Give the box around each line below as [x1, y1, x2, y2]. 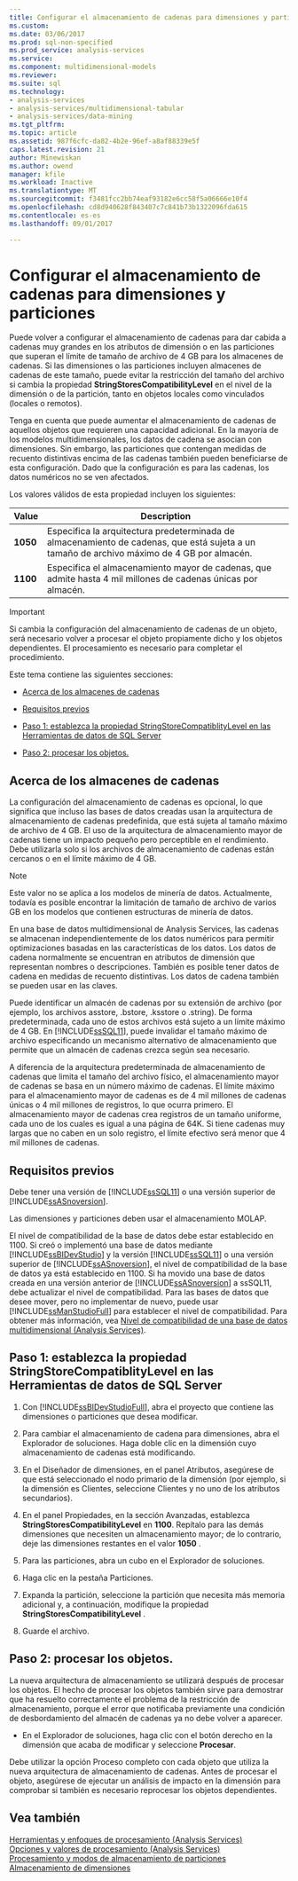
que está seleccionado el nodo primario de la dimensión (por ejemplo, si [21, 1474, 286, 1484]
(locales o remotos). [9, 398, 82, 409]
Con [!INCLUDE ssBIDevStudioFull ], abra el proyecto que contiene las [21, 1401, 274, 1412]
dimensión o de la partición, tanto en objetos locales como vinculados [9, 389, 264, 399]
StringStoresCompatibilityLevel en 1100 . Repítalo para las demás [21, 1519, 264, 1530]
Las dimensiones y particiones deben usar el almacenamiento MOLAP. [9, 1213, 267, 1224]
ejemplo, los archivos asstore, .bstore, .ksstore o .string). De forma [9, 1007, 253, 1018]
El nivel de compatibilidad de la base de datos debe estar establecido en [9, 1231, 274, 1241]
